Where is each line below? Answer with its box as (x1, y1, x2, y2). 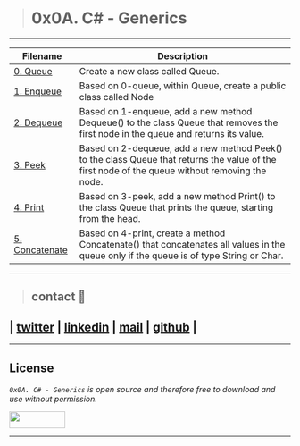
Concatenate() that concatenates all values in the (79, 238, 286, 250)
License (9, 360, 54, 375)
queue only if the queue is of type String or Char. (79, 249, 284, 262)
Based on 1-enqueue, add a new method (79, 105, 253, 117)
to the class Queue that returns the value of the (79, 153, 277, 165)
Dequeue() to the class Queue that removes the (79, 116, 279, 129)
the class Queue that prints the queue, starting (79, 201, 274, 214)
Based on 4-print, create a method (79, 227, 226, 240)
